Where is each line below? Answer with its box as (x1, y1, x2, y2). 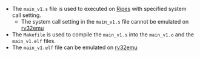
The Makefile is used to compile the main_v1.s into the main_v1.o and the (12, 31, 195, 38)
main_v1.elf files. (12, 38, 56, 44)
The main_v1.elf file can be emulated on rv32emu (12, 44, 138, 51)
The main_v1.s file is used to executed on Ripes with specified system (12, 5, 187, 12)
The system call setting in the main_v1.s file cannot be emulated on (21, 18, 189, 25)
